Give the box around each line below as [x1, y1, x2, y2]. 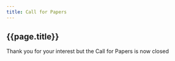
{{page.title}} [6, 32, 59, 42]
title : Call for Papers [6, 9, 67, 15]
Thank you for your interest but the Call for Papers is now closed [6, 48, 169, 55]
